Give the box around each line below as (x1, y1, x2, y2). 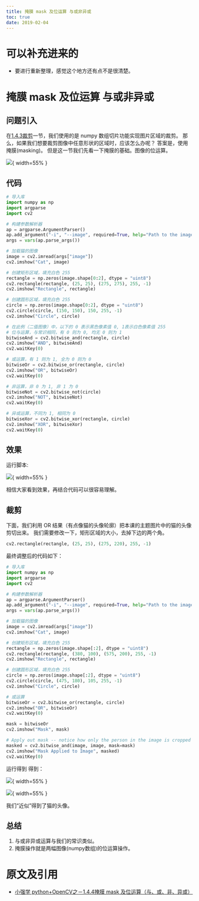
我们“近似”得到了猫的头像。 (6, 802, 73, 809)
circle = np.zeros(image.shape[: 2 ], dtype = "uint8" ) (6, 672, 141, 678)
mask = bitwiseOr (6, 721, 49, 727)
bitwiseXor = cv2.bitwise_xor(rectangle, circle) (6, 416, 131, 422)
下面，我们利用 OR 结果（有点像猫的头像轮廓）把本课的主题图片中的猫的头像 (6, 522, 192, 529)
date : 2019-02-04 (6, 19, 49, 25)
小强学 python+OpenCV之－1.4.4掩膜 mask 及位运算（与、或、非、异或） (14, 888, 193, 896)
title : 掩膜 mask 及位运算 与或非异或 (6, 8, 92, 15)
